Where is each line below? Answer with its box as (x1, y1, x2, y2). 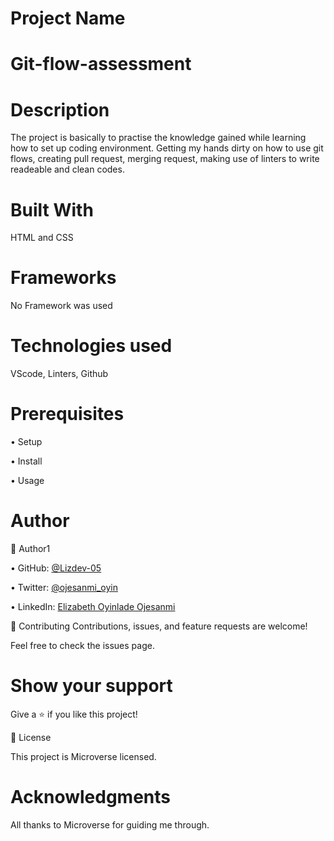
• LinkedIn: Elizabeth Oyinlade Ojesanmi (10, 601, 176, 612)
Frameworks (10, 267, 117, 289)
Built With (10, 198, 94, 221)
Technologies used (10, 335, 173, 357)
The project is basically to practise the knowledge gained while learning (10, 132, 307, 144)
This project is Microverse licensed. (10, 750, 157, 762)
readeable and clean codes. (10, 163, 125, 176)
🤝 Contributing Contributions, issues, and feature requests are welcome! (10, 620, 308, 632)
